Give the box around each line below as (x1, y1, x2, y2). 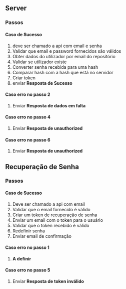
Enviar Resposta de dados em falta (12, 102, 86, 108)
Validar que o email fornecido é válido (12, 206, 91, 212)
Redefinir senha (12, 228, 45, 234)
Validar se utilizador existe (12, 59, 67, 65)
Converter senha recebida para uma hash (12, 64, 98, 70)
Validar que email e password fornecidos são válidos (12, 48, 121, 54)
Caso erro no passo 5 (5, 267, 50, 273)
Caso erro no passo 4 (5, 114, 51, 120)
